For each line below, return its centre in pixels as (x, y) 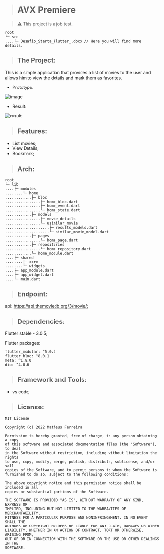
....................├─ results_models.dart (51, 228)
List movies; (24, 143)
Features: (32, 131)
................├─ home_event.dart (42, 206)
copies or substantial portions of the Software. (57, 492)
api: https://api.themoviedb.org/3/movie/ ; (47, 306)
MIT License (17, 418)
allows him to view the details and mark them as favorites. (64, 78)
